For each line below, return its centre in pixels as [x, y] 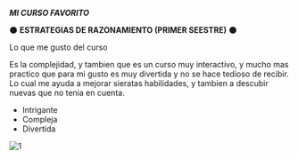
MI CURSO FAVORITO [50, 13]
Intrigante [40, 110]
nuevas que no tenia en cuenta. [67, 93]
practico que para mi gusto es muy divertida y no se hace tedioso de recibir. [149, 74]
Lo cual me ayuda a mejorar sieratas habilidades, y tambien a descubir [139, 83]
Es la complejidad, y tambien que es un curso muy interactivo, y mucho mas [149, 64]
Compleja [40, 119]
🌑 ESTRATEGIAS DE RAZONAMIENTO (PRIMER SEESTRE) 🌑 [123, 30]
